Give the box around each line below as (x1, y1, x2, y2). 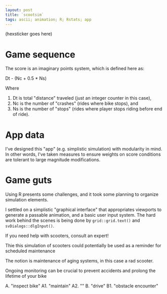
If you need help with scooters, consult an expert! (5, 232, 109, 239)
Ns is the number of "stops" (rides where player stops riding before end (12, 106, 163, 112)
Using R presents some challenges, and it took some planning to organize (5, 191, 159, 197)
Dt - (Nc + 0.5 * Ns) (5, 75, 47, 81)
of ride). (12, 111, 29, 117)
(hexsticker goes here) (5, 31, 53, 37)
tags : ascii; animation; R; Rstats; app (5, 17, 92, 22)
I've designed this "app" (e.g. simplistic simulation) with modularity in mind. (5, 146, 162, 152)
